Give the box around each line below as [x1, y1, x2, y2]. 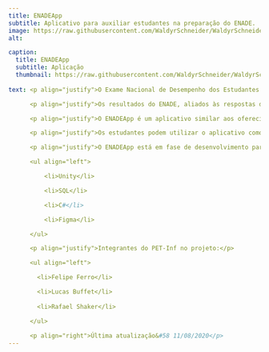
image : [8, 26, 30, 34]
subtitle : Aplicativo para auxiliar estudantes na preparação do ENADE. [8, 19, 256, 27]
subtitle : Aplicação [15, 63, 84, 72]
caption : [8, 49, 38, 57]
